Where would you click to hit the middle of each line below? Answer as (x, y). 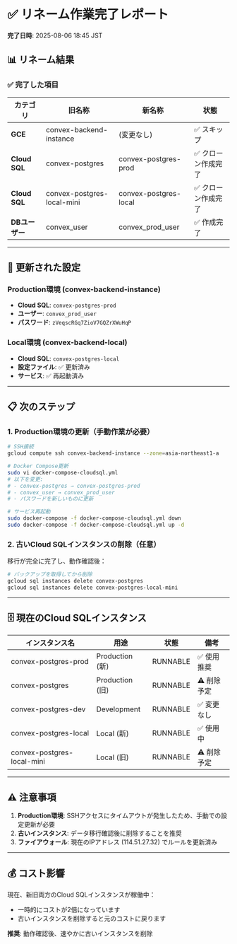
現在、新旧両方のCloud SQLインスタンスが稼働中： (81, 895)
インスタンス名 (50, 643)
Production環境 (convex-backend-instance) (84, 289)
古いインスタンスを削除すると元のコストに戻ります (92, 919)
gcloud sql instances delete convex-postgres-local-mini (93, 588)
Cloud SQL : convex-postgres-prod (67, 305)
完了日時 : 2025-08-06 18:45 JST (55, 35)
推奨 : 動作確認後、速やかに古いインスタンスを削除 (80, 933)
